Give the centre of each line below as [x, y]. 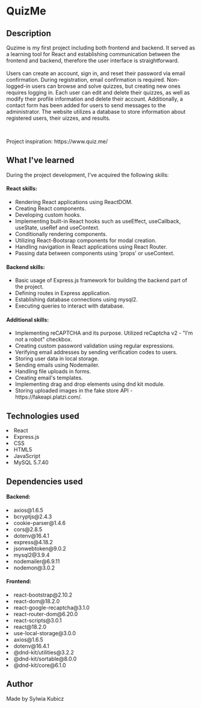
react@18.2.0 [30, 627]
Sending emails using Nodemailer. [57, 365]
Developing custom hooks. [48, 215]
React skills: [22, 188]
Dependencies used [45, 481]
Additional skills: [28, 320]
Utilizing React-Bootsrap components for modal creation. [85, 241]
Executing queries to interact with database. [70, 306]
